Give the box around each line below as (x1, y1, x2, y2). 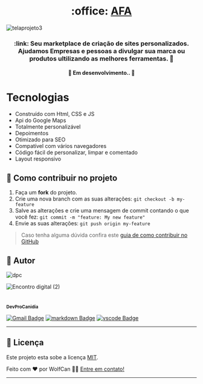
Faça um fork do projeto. (14, 189, 77, 196)
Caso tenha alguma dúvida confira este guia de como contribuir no (21, 231, 188, 239)
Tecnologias (6, 91, 69, 104)
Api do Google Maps (14, 117, 66, 124)
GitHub (21, 238, 39, 245)
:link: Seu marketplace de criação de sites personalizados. (14, 39, 189, 48)
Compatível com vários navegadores (14, 142, 107, 150)
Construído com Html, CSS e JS (14, 110, 95, 118)
